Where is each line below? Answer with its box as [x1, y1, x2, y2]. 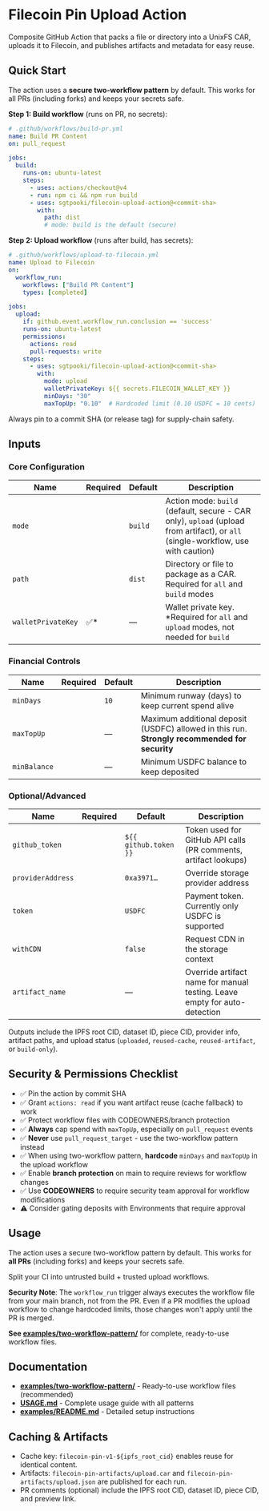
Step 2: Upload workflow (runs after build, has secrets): [8, 236, 194, 245]
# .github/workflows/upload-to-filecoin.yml [8, 251, 159, 260]
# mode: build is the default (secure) [43, 221, 178, 229]
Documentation [8, 1360, 88, 1373]
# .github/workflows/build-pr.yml [8, 124, 124, 133]
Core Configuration [8, 461, 86, 472]
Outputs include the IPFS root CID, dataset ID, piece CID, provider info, [8, 1027, 240, 1037]
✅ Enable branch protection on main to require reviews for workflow [19, 1168, 247, 1178]
